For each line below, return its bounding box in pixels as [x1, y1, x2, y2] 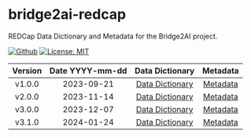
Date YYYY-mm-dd [50, 65, 127, 76]
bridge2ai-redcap [8, 5, 127, 24]
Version [12, 65, 42, 76]
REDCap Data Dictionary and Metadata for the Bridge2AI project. [8, 31, 218, 41]
